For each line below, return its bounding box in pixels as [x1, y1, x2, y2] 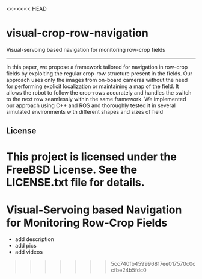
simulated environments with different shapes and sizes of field [6, 108, 164, 115]
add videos [14, 248, 43, 255]
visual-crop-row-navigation [6, 27, 148, 40]
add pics [14, 242, 37, 249]
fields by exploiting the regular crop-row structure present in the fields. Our [6, 69, 193, 77]
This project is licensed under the [6, 150, 177, 163]
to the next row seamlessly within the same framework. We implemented [6, 95, 186, 102]
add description [14, 236, 54, 243]
